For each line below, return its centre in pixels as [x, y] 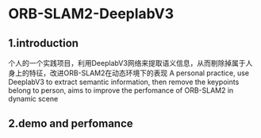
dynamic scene [33, 99]
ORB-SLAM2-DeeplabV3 [91, 14]
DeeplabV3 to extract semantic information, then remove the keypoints [124, 82]
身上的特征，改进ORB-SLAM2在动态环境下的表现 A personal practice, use [129, 73]
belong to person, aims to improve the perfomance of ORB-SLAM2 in [121, 90]
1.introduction [44, 43]
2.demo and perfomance [71, 124]
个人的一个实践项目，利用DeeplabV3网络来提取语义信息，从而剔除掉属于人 [130, 63]
